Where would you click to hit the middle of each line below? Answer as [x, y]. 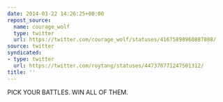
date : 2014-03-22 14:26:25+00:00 [56, 14]
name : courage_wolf [42, 27]
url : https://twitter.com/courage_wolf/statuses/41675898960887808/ [115, 40]
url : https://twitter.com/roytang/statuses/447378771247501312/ [109, 66]
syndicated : [24, 53]
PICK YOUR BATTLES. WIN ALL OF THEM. [68, 92]
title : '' [22, 72]
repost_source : [29, 20]
